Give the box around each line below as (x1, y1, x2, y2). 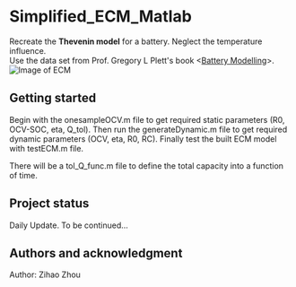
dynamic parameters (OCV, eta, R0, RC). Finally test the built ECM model (9, 133, 277, 144)
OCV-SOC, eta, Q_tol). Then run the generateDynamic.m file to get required (9, 124, 288, 135)
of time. (9, 170, 38, 180)
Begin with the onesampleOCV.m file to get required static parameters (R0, (9, 114, 285, 125)
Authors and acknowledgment (9, 245, 183, 261)
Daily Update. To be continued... (9, 220, 128, 230)
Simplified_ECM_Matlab (9, 6, 193, 27)
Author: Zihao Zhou (9, 269, 81, 280)
